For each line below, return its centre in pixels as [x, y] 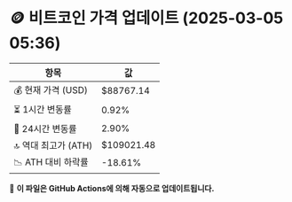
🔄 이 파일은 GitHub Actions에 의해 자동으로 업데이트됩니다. [112, 188]
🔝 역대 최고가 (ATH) [53, 145]
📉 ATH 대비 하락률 [51, 162]
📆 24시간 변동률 [45, 128]
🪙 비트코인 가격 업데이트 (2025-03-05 [146, 18]
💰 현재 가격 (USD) [51, 89]
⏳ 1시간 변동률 [43, 109]
